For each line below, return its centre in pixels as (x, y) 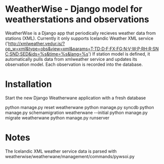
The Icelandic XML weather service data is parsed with (61, 151)
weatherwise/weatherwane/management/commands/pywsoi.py (70, 156)
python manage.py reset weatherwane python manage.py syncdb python (80, 107)
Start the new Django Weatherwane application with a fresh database (76, 98)
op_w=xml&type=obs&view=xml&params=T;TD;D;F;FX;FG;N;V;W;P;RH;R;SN (82, 49)
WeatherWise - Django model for (74, 9)
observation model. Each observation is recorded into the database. (74, 64)
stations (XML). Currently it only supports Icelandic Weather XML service (79, 38)
